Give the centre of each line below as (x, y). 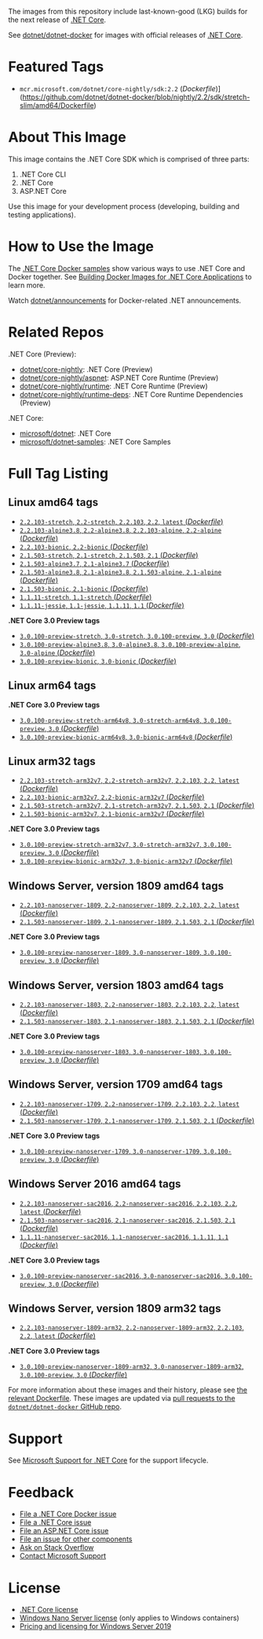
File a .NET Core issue (55, 1522)
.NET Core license (49, 1610)
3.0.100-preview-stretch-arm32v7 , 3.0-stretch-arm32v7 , (110, 844)
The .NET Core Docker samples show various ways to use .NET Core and (127, 268)
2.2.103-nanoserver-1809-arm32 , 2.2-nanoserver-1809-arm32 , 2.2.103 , (132, 1328)
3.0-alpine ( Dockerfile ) (57, 652)
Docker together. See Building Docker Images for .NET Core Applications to (130, 277)
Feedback (41, 1492)
